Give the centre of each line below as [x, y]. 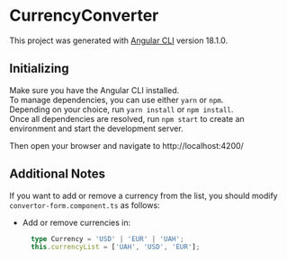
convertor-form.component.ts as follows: [85, 205]
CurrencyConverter [84, 16]
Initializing [39, 69]
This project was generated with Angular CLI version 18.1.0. [119, 40]
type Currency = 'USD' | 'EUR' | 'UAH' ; [108, 238]
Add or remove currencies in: [76, 222]
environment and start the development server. [96, 128]
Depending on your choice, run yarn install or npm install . [121, 109]
